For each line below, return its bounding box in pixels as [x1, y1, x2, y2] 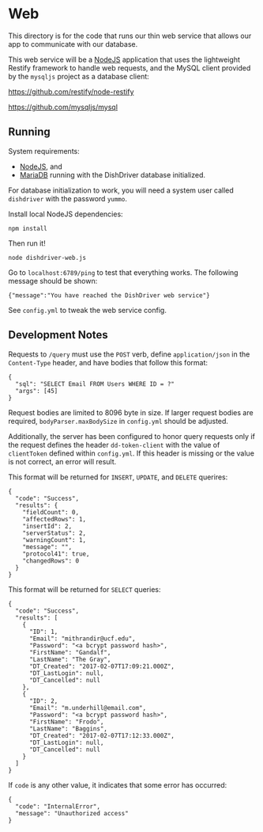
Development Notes [8, 328, 108, 342]
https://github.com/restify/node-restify [8, 86, 134, 96]
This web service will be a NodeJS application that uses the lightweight [8, 55, 241, 64]
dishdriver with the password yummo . [8, 193, 128, 203]
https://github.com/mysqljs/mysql [8, 102, 118, 112]
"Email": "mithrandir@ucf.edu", [28, 635, 136, 643]
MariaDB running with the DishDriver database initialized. [19, 170, 206, 179]
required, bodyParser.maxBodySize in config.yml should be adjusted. [8, 416, 229, 426]
